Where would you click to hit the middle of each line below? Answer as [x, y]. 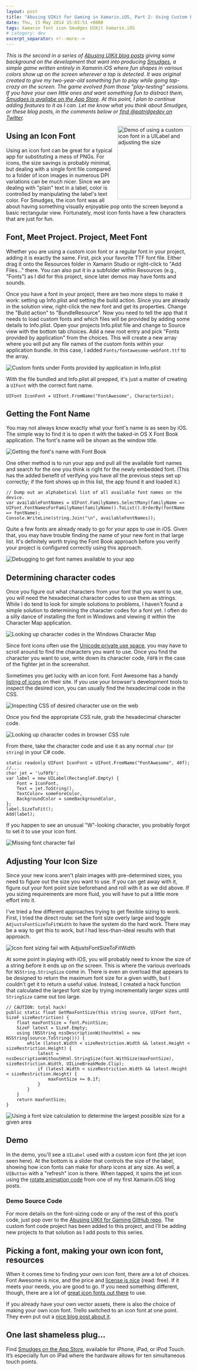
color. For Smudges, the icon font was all [55, 200]
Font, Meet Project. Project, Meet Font [77, 237]
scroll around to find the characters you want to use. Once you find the [91, 652]
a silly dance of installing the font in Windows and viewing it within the [91, 617]
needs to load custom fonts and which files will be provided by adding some [98, 319]
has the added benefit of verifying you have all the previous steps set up [94, 476]
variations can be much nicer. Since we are [58, 181]
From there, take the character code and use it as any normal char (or [90, 746]
